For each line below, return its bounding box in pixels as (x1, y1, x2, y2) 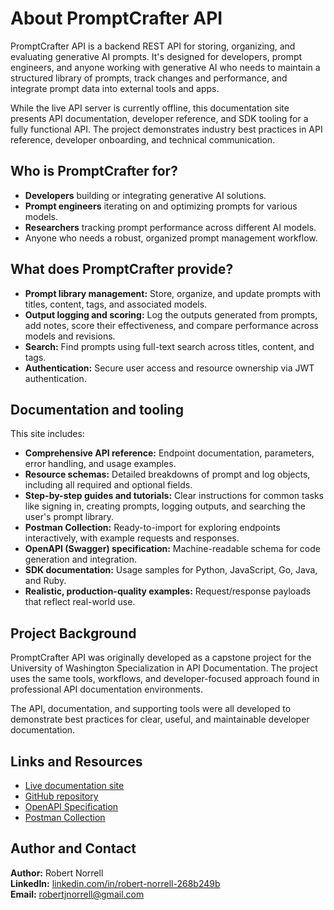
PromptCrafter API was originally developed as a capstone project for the (10, 652, 312, 664)
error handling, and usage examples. (24, 458, 177, 470)
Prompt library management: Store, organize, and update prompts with (24, 287, 322, 299)
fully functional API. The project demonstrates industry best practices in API (10, 123, 323, 135)
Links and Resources (10, 753, 143, 770)
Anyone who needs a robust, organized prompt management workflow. (24, 232, 318, 244)
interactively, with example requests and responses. (24, 532, 240, 544)
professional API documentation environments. (10, 683, 204, 696)
